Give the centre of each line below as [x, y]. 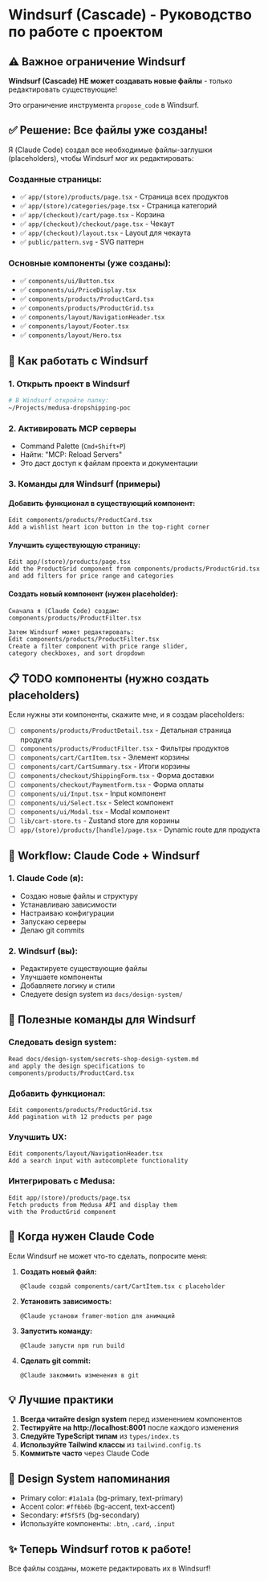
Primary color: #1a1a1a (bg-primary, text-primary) [102, 1498]
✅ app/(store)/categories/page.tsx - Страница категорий [118, 206]
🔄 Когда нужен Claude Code [81, 1237]
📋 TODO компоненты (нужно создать [109, 679]
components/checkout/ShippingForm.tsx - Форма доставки [117, 775]
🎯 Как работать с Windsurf [78, 361]
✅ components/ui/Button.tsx [67, 281]
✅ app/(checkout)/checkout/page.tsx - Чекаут [97, 224]
